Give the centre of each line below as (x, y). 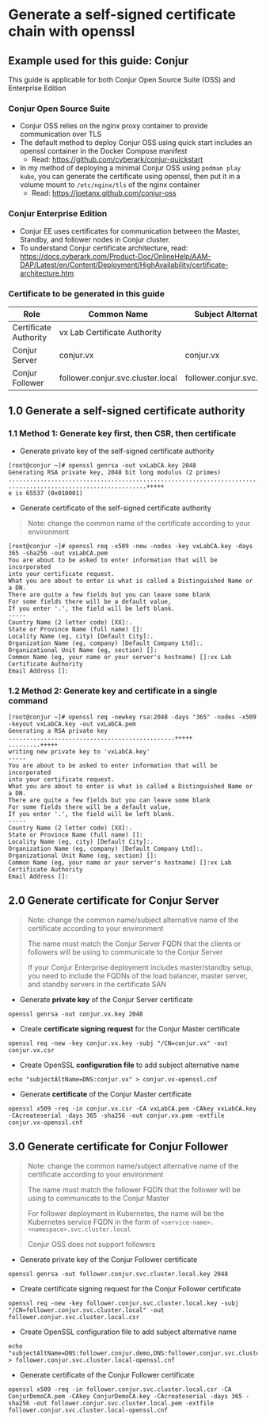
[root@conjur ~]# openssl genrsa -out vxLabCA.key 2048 (102, 465)
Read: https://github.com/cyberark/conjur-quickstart (117, 159)
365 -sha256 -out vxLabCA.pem (58, 553)
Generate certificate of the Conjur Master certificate (105, 1094)
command (28, 700)
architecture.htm (47, 273)
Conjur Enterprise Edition (58, 214)
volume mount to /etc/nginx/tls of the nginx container (110, 185)
